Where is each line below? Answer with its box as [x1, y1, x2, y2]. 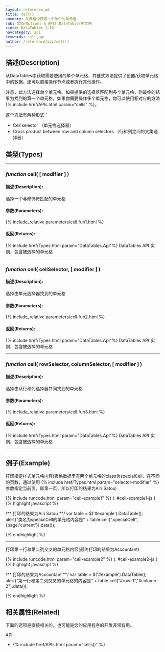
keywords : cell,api [5, 35, 46, 40]
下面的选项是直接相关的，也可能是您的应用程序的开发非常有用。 [5, 622, 134, 628]
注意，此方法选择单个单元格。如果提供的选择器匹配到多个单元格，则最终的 [5, 89, 156, 95]
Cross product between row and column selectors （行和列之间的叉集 [12, 128, 154, 134]
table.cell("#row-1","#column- [98, 577, 159, 583]
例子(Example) [5, 459, 50, 467]
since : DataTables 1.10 [5, 26, 54, 30]
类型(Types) [5, 150, 43, 159]
